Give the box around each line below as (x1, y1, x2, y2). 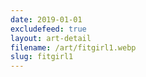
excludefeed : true (10, 24, 87, 34)
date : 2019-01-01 (10, 14, 83, 25)
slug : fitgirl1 (10, 52, 74, 62)
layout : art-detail (10, 33, 92, 43)
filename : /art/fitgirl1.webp (10, 42, 137, 53)
